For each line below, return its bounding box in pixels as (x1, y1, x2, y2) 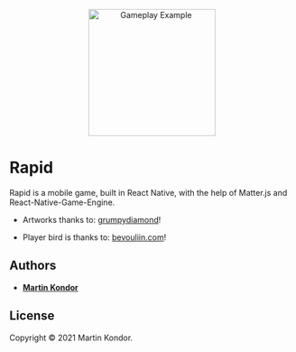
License (9, 308, 55, 324)
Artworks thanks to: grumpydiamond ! (22, 214, 162, 225)
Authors (9, 258, 57, 273)
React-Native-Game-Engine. (9, 197, 116, 208)
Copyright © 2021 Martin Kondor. (9, 332, 134, 343)
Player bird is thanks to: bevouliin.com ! (22, 231, 167, 243)
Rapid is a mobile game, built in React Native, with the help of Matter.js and (9, 187, 288, 198)
